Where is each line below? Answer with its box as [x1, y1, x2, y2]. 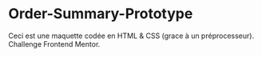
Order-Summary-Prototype [8, 5, 193, 23]
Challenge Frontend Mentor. [8, 39, 101, 48]
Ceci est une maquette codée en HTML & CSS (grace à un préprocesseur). [8, 31, 254, 40]
